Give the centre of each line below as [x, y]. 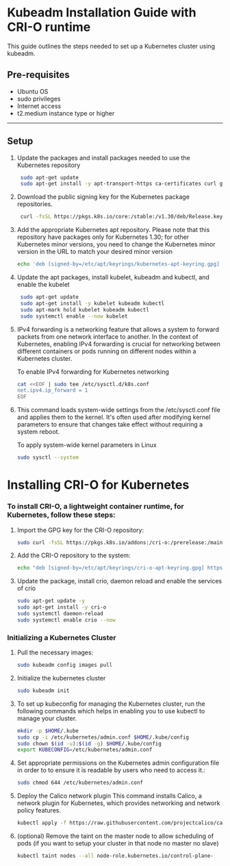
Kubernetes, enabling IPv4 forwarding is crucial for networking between [119, 344]
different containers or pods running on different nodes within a [106, 351]
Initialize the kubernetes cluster [61, 678]
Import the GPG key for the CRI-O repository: [80, 530]
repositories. [35, 204]
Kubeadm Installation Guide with [102, 13]
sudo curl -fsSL [40, 542]
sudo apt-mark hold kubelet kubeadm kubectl [85, 309]
